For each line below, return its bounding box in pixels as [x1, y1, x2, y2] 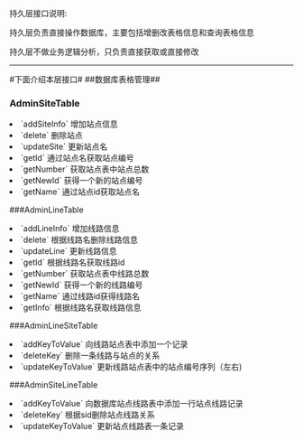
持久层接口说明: [9, 8, 68, 18]
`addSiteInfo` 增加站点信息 [21, 118, 119, 129]
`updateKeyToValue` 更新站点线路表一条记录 [21, 421, 185, 432]
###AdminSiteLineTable [9, 379, 98, 390]
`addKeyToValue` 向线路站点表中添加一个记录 [21, 339, 188, 350]
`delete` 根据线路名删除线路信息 [21, 234, 138, 246]
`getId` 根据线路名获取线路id [21, 257, 125, 268]
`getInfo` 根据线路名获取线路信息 [21, 302, 142, 314]
